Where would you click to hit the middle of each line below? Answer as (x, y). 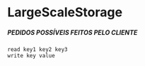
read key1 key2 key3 (38, 50)
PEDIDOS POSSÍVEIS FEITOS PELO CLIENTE (72, 32)
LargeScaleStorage (65, 12)
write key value (31, 56)
